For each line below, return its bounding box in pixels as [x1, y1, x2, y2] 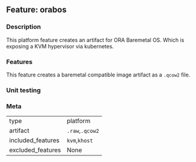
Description [6, 23, 41, 31]
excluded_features [9, 146, 62, 154]
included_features [9, 136, 60, 145]
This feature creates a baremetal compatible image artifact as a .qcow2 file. [6, 71, 191, 78]
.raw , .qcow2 [66, 127, 100, 135]
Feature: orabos [6, 5, 67, 15]
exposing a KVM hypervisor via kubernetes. [6, 42, 114, 50]
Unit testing [6, 86, 41, 94]
